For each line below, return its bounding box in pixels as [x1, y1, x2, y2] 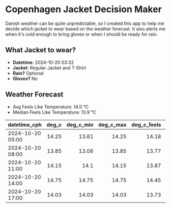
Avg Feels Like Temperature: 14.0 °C [12, 103, 89, 110]
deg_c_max [98, 121, 127, 128]
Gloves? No [12, 75, 38, 82]
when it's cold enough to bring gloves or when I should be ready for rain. [5, 31, 158, 37]
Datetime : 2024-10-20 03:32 [12, 59, 74, 65]
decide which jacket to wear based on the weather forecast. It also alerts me [5, 25, 166, 31]
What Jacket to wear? [5, 46, 76, 54]
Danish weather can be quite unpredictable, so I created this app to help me [5, 20, 164, 26]
